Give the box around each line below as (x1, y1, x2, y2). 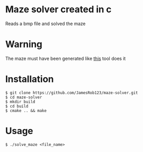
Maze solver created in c (5, 4, 112, 15)
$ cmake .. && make (5, 108, 47, 113)
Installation (5, 73, 54, 85)
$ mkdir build (5, 99, 36, 104)
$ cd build (5, 103, 29, 108)
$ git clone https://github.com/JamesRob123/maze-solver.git (5, 90, 138, 95)
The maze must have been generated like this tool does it (5, 55, 126, 61)
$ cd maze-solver (5, 95, 42, 100)
